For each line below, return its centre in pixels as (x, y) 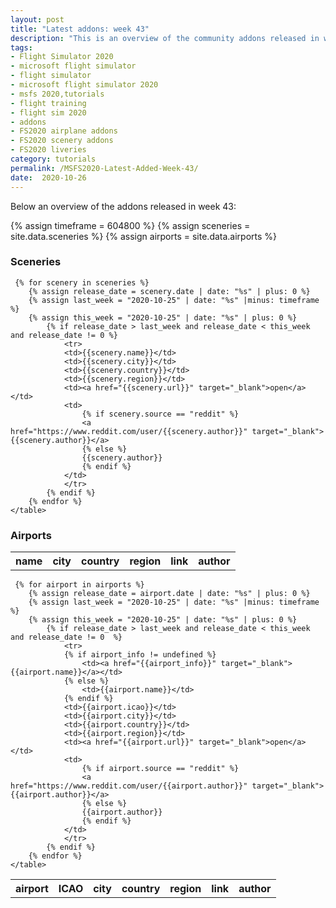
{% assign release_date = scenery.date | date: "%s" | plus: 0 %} (169, 291)
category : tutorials (53, 159)
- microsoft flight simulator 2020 (84, 85)
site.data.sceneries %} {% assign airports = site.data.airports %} (144, 236)
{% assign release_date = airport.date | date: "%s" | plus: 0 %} (169, 594)
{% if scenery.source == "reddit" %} (160, 414)
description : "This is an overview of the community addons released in (165, 38)
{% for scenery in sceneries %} (82, 282)
